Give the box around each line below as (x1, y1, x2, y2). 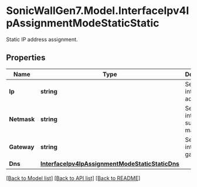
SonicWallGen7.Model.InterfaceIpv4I (6, 4, 189, 18)
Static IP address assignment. (6, 36, 78, 43)
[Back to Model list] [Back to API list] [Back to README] (6, 174, 141, 182)
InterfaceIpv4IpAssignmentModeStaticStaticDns (40, 160, 180, 168)
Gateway (9, 143, 35, 151)
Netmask (9, 115, 35, 123)
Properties (6, 53, 46, 63)
